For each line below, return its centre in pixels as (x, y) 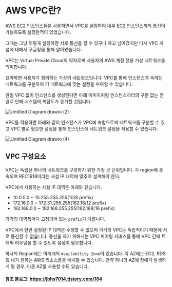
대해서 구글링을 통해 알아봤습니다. (48, 49)
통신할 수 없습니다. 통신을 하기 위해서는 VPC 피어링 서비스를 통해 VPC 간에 (85, 236)
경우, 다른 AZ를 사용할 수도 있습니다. (53, 266)
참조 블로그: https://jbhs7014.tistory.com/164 (54, 279)
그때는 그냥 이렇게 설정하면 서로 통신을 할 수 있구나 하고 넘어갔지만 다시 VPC (82, 43)
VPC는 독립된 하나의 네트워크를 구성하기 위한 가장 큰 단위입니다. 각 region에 (82, 169)
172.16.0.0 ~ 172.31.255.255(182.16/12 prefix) (60, 203)
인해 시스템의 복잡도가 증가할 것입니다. (53, 101)
